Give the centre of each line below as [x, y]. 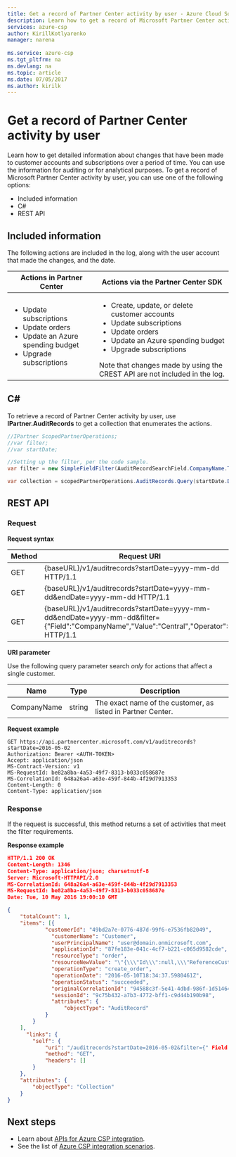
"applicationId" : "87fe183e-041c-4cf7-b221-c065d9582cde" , [140, 949]
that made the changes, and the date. [61, 260]
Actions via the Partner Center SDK [162, 282]
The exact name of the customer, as [154, 703]
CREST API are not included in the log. [162, 374]
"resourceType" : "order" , [90, 956]
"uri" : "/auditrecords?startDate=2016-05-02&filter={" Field [136, 1047]
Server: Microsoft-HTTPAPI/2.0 [53, 877]
